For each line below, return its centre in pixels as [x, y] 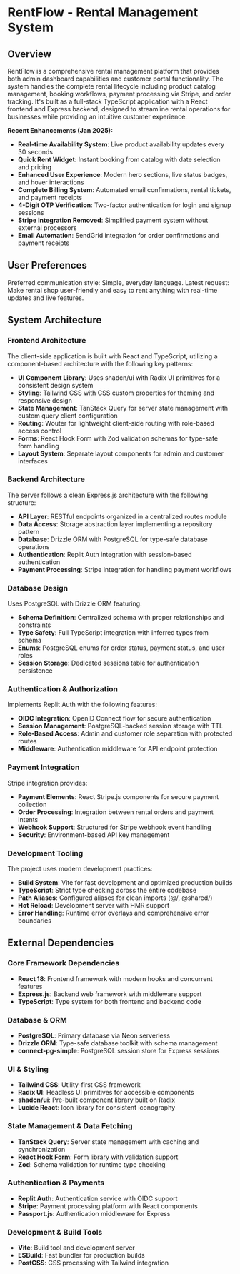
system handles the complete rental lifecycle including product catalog [111, 86]
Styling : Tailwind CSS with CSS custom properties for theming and [116, 393]
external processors [47, 228]
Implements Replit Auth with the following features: [82, 705]
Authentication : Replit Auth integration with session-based [105, 554]
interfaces [32, 461]
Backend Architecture [46, 479]
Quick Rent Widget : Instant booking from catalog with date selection [119, 159]
